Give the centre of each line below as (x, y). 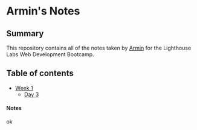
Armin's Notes (43, 11)
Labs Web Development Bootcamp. (50, 54)
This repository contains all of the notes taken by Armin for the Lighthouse (99, 48)
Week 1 (24, 88)
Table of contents (40, 73)
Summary (25, 34)
